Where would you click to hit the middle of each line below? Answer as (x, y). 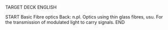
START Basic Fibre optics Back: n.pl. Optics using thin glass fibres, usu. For (84, 17)
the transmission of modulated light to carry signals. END (65, 22)
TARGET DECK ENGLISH (31, 7)
